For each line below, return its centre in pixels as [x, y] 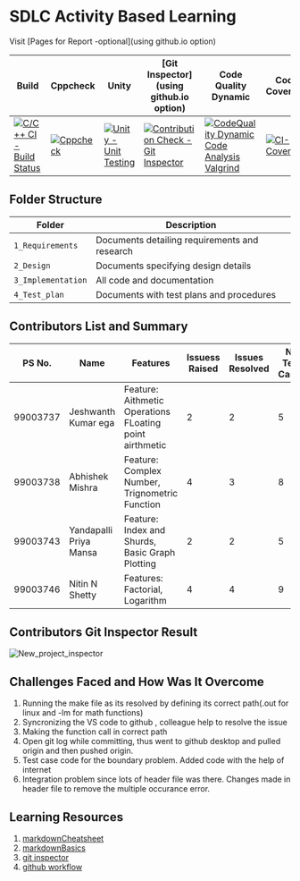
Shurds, [140, 541]
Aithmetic [144, 400]
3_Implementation [50, 280]
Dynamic [231, 97]
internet [37, 770]
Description [191, 224]
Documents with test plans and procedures [186, 294]
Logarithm [145, 600]
